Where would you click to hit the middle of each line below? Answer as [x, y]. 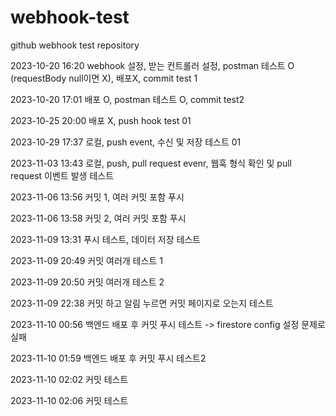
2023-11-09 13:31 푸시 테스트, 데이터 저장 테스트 [106, 239]
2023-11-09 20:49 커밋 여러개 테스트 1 [86, 260]
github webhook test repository [75, 45]
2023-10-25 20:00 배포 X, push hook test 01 [101, 120]
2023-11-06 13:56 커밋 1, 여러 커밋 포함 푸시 [97, 197]
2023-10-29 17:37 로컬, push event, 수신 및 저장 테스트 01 [126, 142]
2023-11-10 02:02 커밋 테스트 [69, 379]
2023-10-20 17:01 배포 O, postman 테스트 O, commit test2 [127, 99]
